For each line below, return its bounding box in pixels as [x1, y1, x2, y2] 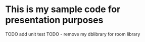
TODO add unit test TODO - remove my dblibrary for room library [5, 31, 140, 37]
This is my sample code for [5, 4, 121, 15]
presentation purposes [5, 14, 104, 26]
